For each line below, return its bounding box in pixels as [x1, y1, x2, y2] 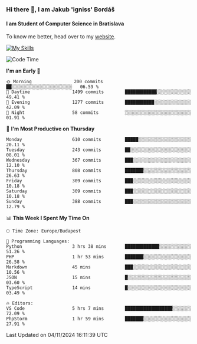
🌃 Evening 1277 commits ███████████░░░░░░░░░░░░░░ [6, 100, 192, 106]
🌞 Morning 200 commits [6, 79, 103, 85]
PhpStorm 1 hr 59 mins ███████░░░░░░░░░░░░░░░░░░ [6, 316, 192, 322]
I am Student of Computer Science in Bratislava [6, 20, 124, 27]
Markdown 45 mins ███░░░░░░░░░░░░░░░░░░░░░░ [6, 264, 192, 270]
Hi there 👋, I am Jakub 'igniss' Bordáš [6, 5, 115, 14]
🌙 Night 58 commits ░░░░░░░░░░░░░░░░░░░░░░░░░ [6, 110, 192, 116]
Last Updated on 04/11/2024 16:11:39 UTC [6, 332, 108, 339]
